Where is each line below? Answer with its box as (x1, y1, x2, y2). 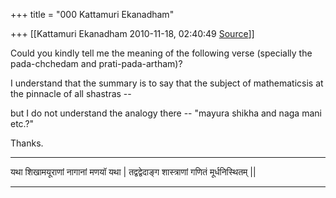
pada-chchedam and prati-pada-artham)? (10, 58, 183, 69)
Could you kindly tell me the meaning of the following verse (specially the (10, 47, 313, 59)
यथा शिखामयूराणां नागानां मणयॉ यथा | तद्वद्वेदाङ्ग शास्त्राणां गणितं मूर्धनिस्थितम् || (10, 166, 257, 178)
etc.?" (10, 118, 35, 129)
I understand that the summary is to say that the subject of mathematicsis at (10, 77, 324, 89)
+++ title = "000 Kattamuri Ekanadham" (10, 9, 175, 20)
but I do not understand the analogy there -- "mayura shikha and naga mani (10, 107, 322, 119)
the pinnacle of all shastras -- (10, 88, 132, 99)
